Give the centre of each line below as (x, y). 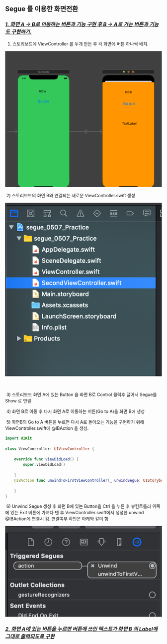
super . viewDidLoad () (44, 465)
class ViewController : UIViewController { (50, 449)
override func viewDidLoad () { (46, 459)
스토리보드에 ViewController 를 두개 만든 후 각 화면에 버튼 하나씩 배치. (80, 43)
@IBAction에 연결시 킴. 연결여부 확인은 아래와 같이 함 (57, 519)
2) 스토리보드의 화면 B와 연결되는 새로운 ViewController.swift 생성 (71, 196)
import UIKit (19, 438)
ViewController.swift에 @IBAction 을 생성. (47, 428)
